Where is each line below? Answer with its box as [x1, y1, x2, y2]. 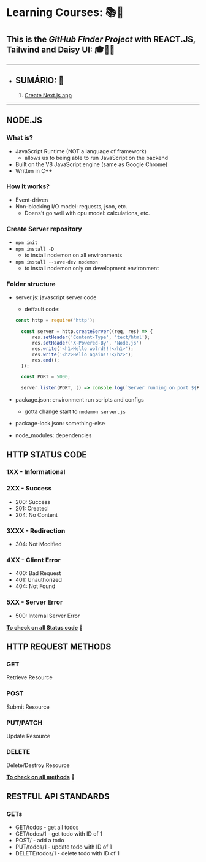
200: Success [15, 498, 51, 505]
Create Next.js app [24, 91, 72, 99]
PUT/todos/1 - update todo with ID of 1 [15, 843, 112, 850]
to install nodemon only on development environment [24, 265, 159, 272]
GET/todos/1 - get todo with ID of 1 [15, 830, 102, 837]
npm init [15, 240, 38, 246]
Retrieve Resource [6, 674, 53, 681]
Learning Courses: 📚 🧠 [6, 6, 124, 20]
